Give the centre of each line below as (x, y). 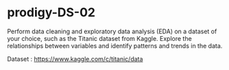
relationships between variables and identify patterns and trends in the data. (115, 46)
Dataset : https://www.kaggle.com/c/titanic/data (75, 58)
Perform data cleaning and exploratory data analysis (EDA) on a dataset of (112, 31)
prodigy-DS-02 (51, 13)
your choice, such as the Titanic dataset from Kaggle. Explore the (99, 38)
